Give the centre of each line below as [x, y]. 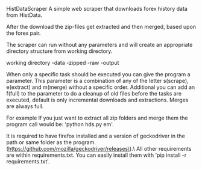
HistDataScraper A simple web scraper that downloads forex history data [97, 9]
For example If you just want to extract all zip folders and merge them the [97, 118]
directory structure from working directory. [59, 51]
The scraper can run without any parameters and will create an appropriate [99, 45]
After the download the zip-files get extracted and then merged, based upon [101, 27]
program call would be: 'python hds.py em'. [60, 124]
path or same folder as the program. [51, 142]
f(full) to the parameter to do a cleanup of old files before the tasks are [94, 93]
